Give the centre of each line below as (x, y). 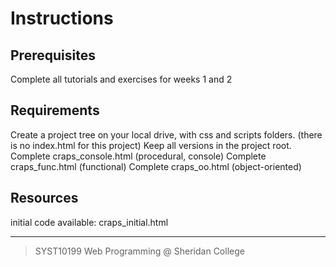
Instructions (62, 18)
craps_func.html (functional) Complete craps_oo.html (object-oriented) (156, 166)
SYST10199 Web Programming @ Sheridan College (139, 251)
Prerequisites (53, 55)
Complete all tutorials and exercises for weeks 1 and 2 (121, 79)
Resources (44, 198)
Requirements (55, 110)
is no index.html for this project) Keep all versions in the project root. (151, 145)
